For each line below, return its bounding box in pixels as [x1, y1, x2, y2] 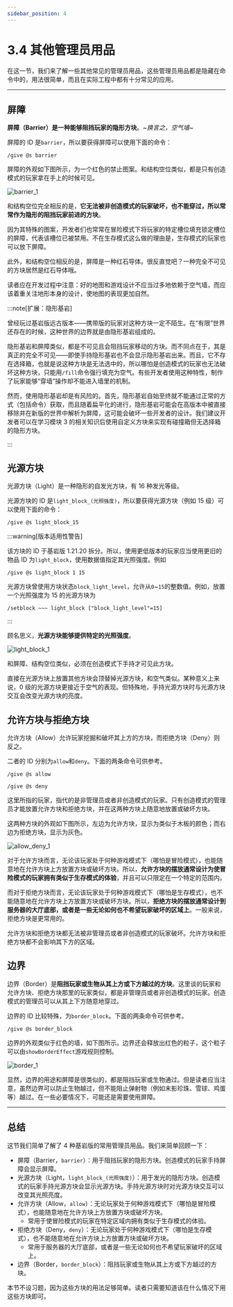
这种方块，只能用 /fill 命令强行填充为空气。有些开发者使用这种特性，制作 [12, 368, 223, 376]
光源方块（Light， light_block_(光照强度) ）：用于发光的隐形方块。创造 [17, 1173, 215, 1182]
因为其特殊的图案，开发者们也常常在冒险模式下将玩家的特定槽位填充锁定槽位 [7, 225, 226, 234]
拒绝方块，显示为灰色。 [19, 828, 87, 836]
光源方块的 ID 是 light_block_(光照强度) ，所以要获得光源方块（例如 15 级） [7, 496, 218, 505]
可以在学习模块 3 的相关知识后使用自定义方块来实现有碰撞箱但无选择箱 [19, 417, 221, 426]
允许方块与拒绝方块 [7, 713, 89, 725]
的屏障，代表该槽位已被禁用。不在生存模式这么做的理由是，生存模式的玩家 [7, 234, 220, 243]
